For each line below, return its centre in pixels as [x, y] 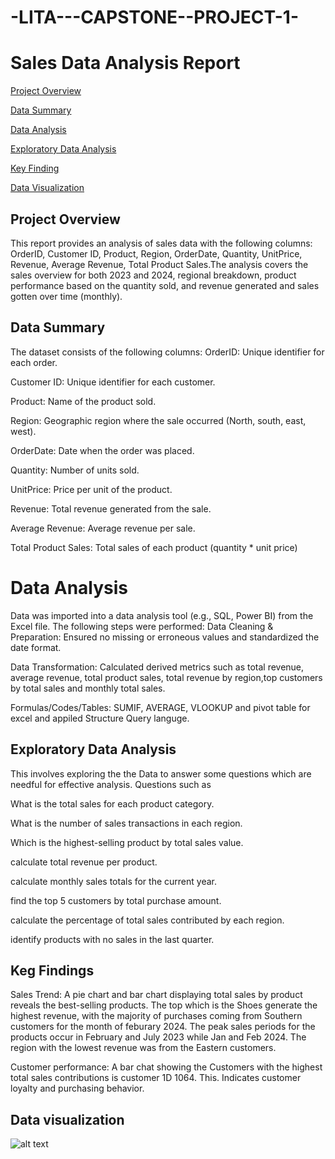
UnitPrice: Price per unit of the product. [91, 489]
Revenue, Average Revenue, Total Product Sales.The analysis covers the [159, 264]
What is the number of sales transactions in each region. [126, 823]
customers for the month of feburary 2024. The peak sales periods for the [163, 1027]
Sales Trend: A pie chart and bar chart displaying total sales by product [156, 995]
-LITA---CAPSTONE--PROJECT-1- [154, 17]
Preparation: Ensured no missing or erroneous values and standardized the [165, 637]
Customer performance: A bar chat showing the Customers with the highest [166, 1067]
